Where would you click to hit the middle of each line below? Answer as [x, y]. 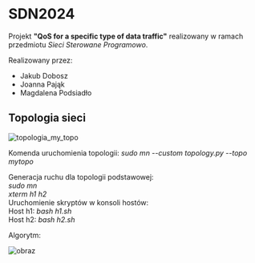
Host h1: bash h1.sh [40, 211]
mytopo [21, 161]
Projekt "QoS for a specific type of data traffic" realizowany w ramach [126, 36]
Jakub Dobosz [44, 75]
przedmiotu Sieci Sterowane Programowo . [78, 44]
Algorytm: [25, 235]
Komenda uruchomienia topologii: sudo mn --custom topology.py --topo [128, 152]
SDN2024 [42, 14]
